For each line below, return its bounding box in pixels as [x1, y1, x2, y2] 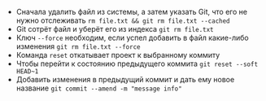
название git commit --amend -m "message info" [15, 83, 182, 93]
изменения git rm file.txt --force [15, 42, 141, 51]
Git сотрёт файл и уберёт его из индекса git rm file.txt [15, 24, 214, 33]
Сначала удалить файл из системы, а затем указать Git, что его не [15, 7, 248, 16]
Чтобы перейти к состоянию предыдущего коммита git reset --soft [15, 59, 259, 68]
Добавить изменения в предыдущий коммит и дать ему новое [15, 75, 235, 84]
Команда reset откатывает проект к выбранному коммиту [15, 50, 220, 59]
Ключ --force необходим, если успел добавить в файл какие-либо [15, 33, 250, 42]
